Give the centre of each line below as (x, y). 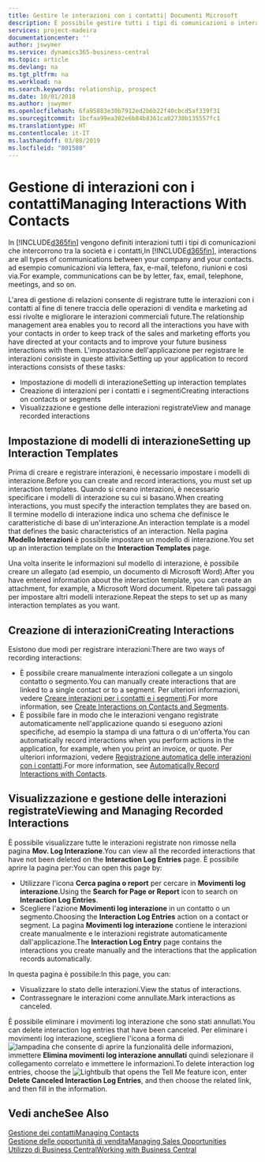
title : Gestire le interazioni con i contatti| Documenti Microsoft (123, 15)
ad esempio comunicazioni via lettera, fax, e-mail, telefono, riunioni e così (128, 268)
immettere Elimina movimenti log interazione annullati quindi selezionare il (131, 1055)
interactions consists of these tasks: (67, 367)
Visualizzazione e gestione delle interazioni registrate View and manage (135, 407)
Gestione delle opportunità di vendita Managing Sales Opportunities (118, 1141)
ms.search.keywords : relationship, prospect (82, 89)
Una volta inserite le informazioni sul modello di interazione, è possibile (123, 563)
